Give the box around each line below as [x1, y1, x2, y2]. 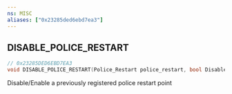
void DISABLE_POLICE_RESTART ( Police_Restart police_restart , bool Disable [7, 67, 227, 73]
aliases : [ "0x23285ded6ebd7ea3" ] [7, 16, 104, 23]
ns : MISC [7, 10, 32, 17]
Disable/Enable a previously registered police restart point [7, 79, 173, 87]
